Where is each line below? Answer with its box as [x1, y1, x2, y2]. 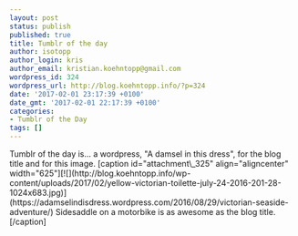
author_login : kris [9, 56, 84, 65]
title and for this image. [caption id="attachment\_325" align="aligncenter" [9, 159, 289, 169]
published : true [9, 30, 71, 39]
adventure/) [9, 207, 54, 217]
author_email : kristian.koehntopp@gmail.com [9, 65, 181, 74]
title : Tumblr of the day [9, 38, 108, 48]
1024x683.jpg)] [9, 188, 67, 198]
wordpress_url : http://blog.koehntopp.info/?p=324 [9, 81, 206, 90]
